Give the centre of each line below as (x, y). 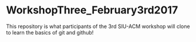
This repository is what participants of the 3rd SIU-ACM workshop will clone (98, 26)
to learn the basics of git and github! (50, 32)
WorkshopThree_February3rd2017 (92, 10)
